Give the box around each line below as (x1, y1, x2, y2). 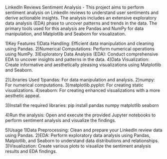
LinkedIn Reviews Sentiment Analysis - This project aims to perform (5, 4, 145, 10)
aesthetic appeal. (5, 92, 41, 98)
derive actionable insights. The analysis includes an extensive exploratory (5, 15, 157, 20)
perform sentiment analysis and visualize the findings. (5, 117, 116, 123)
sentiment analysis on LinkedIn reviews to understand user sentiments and (5, 9, 159, 15)
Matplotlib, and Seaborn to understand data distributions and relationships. (5, 137, 160, 143)
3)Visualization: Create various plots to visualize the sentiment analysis (5, 143, 151, 149)
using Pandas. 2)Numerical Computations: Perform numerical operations (5, 46, 155, 51)
